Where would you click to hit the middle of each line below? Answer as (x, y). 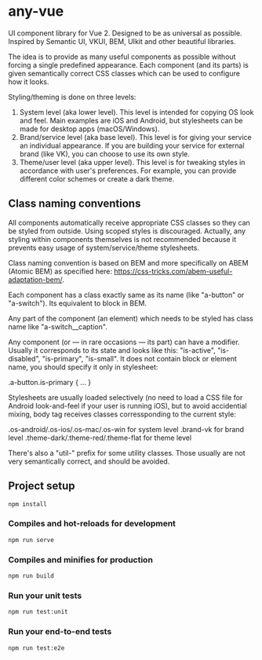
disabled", (24, 358)
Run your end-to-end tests (60, 632)
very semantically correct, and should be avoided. (89, 461)
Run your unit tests (45, 596)
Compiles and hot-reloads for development (92, 523)
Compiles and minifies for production (80, 559)
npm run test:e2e (36, 648)
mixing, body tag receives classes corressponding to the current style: (122, 414)
